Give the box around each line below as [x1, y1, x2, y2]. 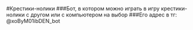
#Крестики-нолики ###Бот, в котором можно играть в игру [6, 5, 160, 12]
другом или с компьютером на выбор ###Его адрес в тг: [30, 11, 177, 18]
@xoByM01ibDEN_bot [6, 18, 60, 24]
